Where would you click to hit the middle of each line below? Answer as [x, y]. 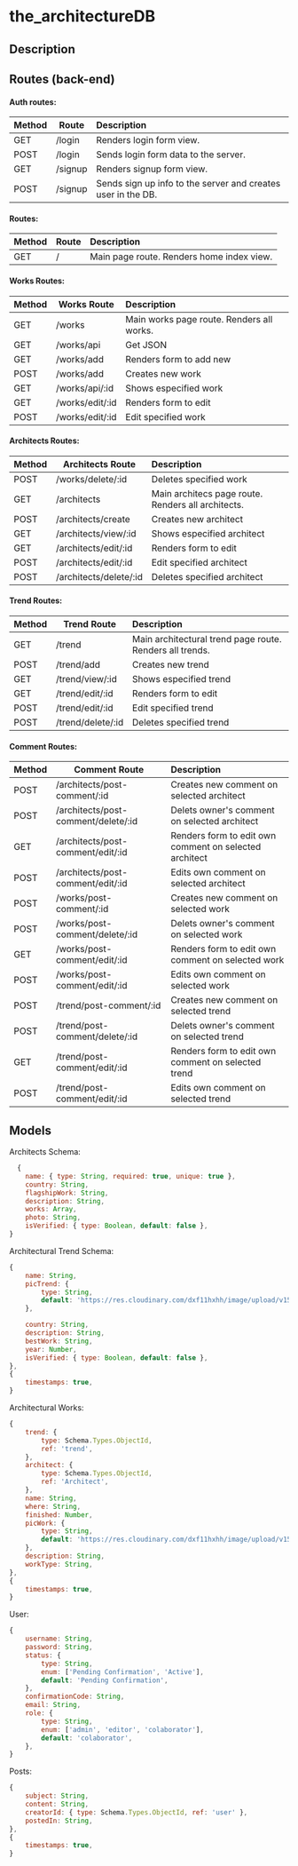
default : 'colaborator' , [87, 1738]
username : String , [59, 1639]
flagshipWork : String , [67, 1193]
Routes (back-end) [62, 79]
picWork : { [45, 1523]
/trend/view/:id [87, 679]
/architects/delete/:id [100, 576]
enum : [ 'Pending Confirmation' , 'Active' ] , [122, 1671]
